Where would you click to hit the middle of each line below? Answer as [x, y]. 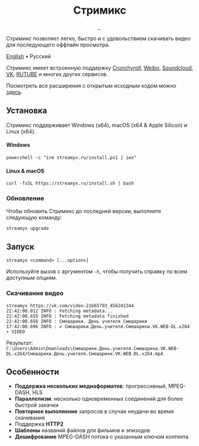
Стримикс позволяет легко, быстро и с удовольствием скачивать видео [99, 38]
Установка [27, 111]
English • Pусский [29, 56]
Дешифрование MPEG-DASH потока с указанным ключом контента [102, 437]
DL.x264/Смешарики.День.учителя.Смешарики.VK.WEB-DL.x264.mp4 [85, 354]
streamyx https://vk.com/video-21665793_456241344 [70, 305]
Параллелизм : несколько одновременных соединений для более [99, 399]
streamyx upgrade [28, 229]
